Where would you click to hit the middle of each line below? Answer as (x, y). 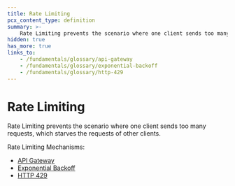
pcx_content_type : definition (51, 20)
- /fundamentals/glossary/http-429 (72, 72)
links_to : (22, 53)
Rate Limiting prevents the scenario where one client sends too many (107, 126)
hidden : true (26, 40)
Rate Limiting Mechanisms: (46, 147)
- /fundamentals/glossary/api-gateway (76, 59)
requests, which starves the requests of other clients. (84, 134)
